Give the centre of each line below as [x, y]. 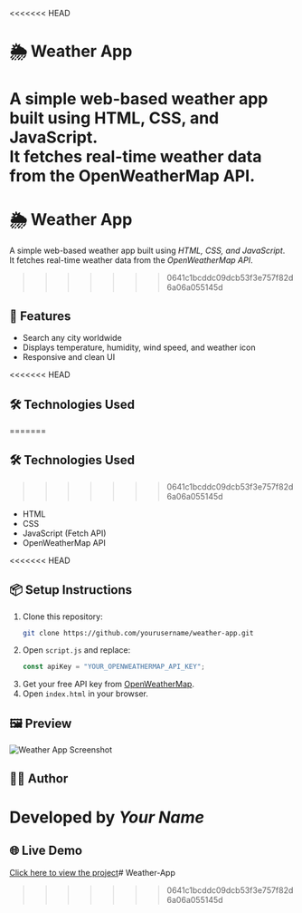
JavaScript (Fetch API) [64, 533]
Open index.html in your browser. [85, 694]
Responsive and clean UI [69, 357]
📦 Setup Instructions [71, 590]
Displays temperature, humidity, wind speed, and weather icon [139, 347]
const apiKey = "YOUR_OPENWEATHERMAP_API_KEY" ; [113, 667]
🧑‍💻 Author [39, 778]
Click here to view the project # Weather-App [93, 872]
